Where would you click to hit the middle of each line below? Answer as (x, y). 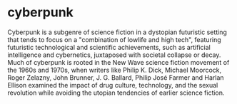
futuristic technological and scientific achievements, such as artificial (109, 47)
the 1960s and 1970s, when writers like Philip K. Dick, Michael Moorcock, (115, 70)
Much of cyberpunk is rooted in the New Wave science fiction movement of (118, 62)
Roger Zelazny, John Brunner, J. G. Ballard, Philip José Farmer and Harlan (116, 77)
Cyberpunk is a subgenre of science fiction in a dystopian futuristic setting (117, 32)
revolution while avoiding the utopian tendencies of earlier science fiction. (116, 93)
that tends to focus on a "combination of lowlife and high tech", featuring (114, 39)
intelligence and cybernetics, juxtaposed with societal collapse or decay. (114, 55)
